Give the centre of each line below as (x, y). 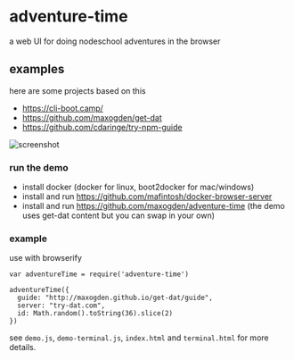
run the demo (39, 167)
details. (23, 347)
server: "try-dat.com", (61, 306)
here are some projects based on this (78, 90)
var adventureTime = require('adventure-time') (99, 274)
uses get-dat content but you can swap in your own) (118, 215)
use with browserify (46, 258)
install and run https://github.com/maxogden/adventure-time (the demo (153, 206)
